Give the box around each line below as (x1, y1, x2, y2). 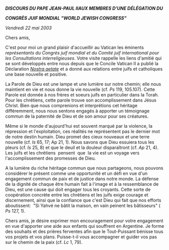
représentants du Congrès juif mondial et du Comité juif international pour (5, 50, 159, 56)
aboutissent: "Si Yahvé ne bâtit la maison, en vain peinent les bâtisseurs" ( (5, 203, 160, 209)
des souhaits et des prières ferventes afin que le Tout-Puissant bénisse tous (5, 228, 163, 234)
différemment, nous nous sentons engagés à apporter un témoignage (5, 108, 150, 114)
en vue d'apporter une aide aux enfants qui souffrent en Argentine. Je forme (5, 223, 164, 229)
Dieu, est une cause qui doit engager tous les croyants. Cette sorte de (5, 186, 151, 192)
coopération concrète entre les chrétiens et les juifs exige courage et (5, 192, 149, 197)
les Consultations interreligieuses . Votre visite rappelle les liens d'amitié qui (5, 55, 162, 61)
